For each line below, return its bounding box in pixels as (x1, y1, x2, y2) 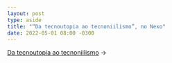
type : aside (7, 17, 42, 24)
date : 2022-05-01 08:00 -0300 (7, 29, 95, 37)
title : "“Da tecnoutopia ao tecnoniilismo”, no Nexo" (7, 23, 166, 30)
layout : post (7, 10, 45, 17)
